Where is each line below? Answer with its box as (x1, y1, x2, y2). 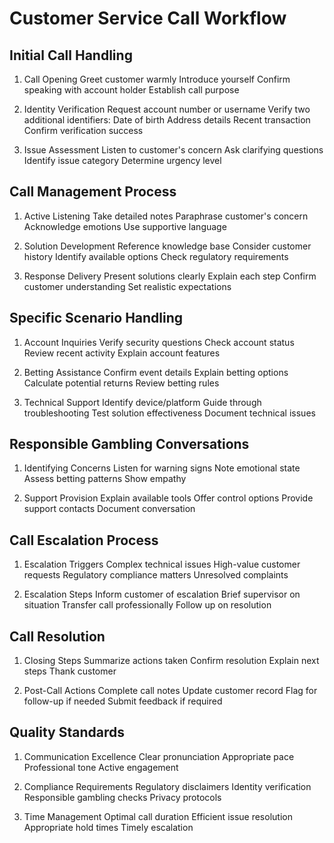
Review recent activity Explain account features (23, 347, 221, 359)
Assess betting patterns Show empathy (23, 473, 187, 485)
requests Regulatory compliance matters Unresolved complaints (23, 569, 289, 581)
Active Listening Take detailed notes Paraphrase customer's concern (23, 210, 309, 222)
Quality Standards (9, 724, 126, 741)
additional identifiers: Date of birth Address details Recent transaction (23, 114, 311, 126)
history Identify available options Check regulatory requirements (23, 250, 289, 262)
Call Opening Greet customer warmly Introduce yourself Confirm (23, 73, 291, 85)
